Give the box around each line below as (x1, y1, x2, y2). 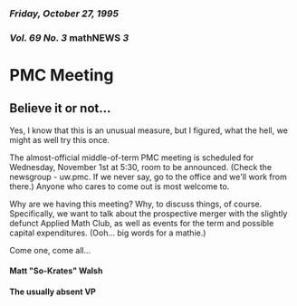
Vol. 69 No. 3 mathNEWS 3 (9, 31, 129, 43)
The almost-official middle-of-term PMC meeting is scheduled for (9, 152, 254, 163)
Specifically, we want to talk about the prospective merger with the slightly (9, 207, 288, 219)
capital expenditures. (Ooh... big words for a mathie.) (9, 227, 206, 238)
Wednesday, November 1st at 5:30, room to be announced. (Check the (9, 161, 273, 172)
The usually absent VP (9, 286, 97, 297)
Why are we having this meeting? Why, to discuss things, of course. (9, 198, 263, 209)
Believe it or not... (9, 100, 111, 116)
